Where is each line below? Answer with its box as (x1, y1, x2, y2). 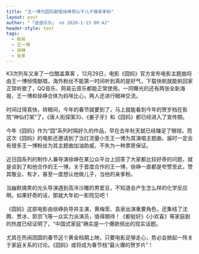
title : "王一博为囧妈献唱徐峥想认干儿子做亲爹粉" (6, 8, 114, 15)
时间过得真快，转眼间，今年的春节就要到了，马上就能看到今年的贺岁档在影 (6, 106, 188, 113)
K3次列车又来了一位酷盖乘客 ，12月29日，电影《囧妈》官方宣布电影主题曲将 (6, 69, 192, 77)
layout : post (6, 14, 38, 20)
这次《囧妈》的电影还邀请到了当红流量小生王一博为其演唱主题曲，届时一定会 (6, 134, 193, 141)
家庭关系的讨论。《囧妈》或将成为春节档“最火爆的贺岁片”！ (11, 241, 154, 248)
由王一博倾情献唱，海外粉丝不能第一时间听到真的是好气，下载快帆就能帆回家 (6, 77, 193, 84)
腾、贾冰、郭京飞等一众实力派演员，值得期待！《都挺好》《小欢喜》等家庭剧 (6, 212, 191, 220)
